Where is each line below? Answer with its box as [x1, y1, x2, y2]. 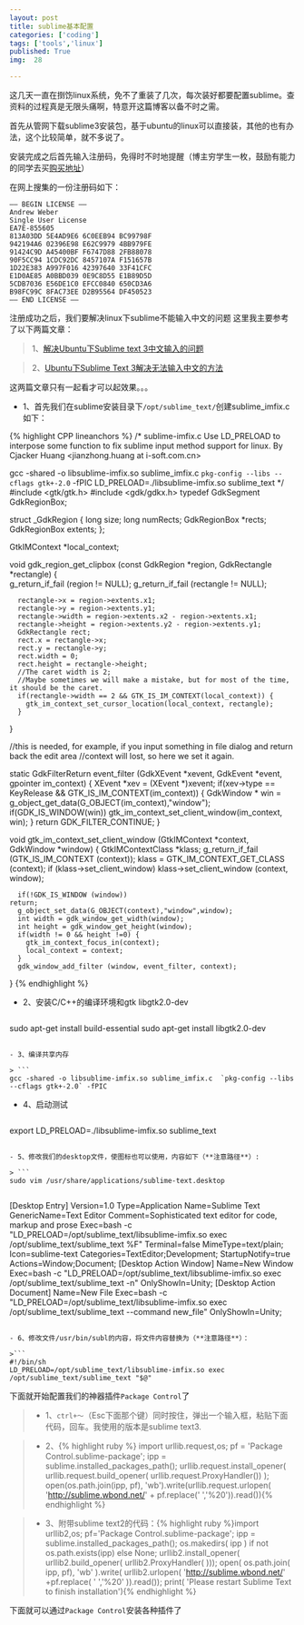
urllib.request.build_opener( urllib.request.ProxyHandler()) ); [44, 1470, 270, 1480]
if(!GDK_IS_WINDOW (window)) [17, 890, 128, 899]
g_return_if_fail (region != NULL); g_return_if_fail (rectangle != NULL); [9, 578, 268, 589]
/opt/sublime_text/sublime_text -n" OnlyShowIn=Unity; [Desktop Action [9, 1278, 276, 1288]
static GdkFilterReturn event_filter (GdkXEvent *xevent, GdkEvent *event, [9, 768, 283, 778]
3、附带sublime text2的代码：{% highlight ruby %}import [44, 1518, 260, 1529]
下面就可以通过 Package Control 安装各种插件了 [9, 1605, 182, 1615]
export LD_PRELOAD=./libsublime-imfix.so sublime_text [9, 1125, 217, 1136]
